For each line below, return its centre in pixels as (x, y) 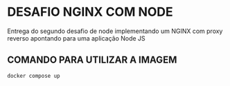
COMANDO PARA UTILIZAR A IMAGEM (92, 60)
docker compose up (34, 76)
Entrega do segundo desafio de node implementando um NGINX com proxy (115, 31)
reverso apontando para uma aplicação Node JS (76, 38)
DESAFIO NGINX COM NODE (90, 12)
